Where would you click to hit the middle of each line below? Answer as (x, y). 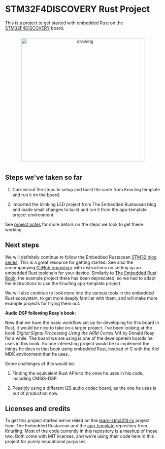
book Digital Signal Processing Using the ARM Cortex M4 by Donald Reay (80, 333)
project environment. (33, 215)
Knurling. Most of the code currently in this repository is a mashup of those (81, 431)
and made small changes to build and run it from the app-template (79, 209)
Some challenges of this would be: (40, 364)
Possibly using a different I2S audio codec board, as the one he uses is (84, 388)
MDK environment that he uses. (37, 354)
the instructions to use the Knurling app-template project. (63, 283)
